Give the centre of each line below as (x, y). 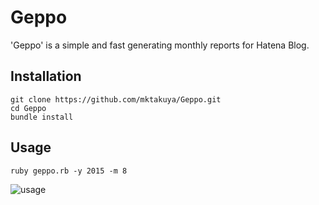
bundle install (42, 117)
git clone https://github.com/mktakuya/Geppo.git (116, 99)
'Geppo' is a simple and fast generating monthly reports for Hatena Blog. (160, 45)
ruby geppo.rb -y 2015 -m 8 (69, 171)
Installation (46, 76)
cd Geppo (28, 108)
